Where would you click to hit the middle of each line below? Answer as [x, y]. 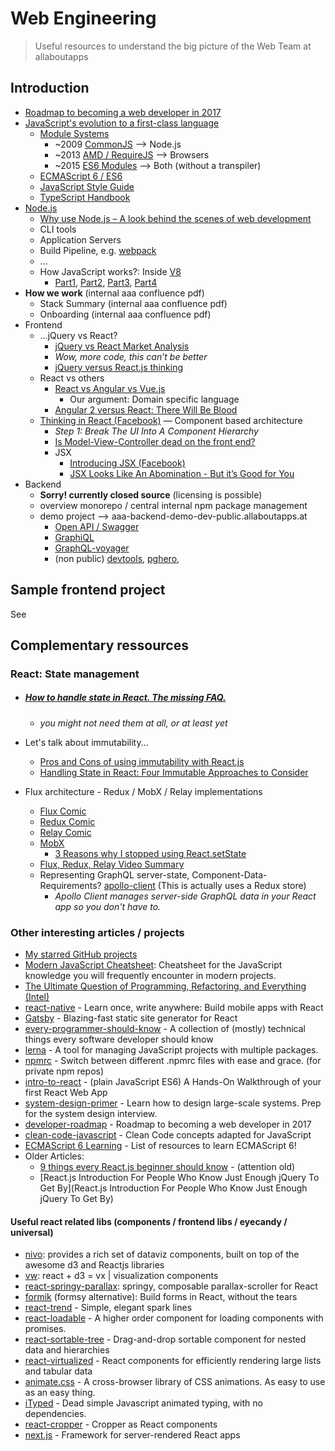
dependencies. [55, 1414]
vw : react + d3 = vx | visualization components [121, 1276]
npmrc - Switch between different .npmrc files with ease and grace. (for [173, 1061]
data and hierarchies [67, 1350]
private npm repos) [64, 1071]
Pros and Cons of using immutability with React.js [142, 761]
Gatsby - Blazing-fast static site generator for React [131, 1018]
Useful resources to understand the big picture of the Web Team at [173, 46]
